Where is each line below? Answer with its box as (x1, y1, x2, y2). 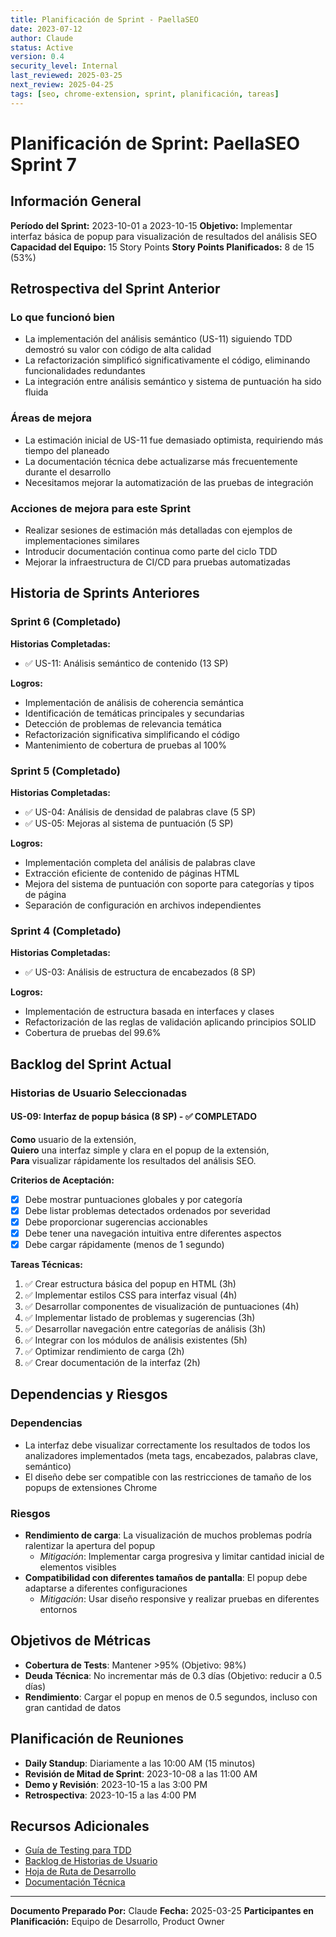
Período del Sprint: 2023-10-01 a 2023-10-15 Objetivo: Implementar (10, 219, 293, 231)
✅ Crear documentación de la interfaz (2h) (24, 1357, 201, 1369)
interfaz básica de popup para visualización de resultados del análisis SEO (10, 230, 318, 242)
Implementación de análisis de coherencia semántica (24, 696, 244, 708)
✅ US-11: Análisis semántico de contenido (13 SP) (24, 657, 229, 669)
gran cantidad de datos (24, 1701, 122, 1713)
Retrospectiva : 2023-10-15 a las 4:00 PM (24, 1789, 197, 1801)
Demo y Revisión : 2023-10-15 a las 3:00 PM (24, 1778, 208, 1790)
